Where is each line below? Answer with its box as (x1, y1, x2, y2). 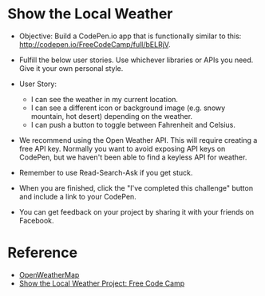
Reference (7, 244, 77, 262)
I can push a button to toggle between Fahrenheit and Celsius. (30, 120, 236, 129)
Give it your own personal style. (18, 63, 124, 73)
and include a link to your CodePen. (18, 191, 136, 201)
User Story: (18, 79, 57, 89)
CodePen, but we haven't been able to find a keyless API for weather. (18, 152, 247, 162)
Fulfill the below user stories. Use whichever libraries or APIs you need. (18, 55, 254, 65)
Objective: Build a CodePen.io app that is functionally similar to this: (18, 31, 242, 41)
